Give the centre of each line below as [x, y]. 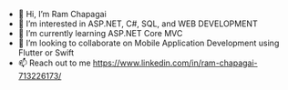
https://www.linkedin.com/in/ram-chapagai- [175, 63]
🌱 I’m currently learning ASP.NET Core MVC [100, 33]
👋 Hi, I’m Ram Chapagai [62, 14]
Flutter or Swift [46, 53]
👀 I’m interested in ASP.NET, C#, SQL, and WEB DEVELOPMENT [138, 24]
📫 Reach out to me [54, 63]
